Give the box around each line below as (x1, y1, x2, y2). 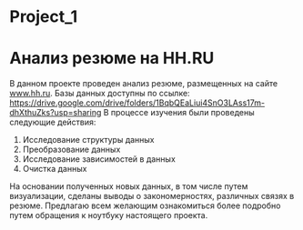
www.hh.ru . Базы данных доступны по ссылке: (9, 88, 190, 99)
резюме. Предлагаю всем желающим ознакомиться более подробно (9, 200, 281, 211)
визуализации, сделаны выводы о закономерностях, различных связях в (9, 191, 295, 202)
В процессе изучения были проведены (103, 107, 255, 118)
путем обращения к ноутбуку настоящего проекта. (9, 210, 208, 221)
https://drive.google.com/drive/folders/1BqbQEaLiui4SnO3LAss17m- (9, 97, 266, 108)
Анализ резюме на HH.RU (9, 48, 215, 69)
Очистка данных (22, 164, 87, 175)
